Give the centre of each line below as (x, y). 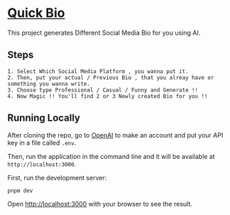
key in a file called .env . (42, 143)
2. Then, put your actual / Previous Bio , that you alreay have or (111, 77)
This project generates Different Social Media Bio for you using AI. (104, 33)
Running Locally (44, 118)
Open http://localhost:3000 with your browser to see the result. (100, 204)
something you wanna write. (49, 84)
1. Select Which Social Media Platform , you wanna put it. (98, 71)
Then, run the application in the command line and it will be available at (111, 156)
